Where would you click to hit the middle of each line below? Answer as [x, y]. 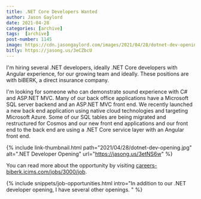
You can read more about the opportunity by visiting [70, 165]
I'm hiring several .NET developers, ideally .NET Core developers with [92, 67]
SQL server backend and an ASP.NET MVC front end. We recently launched [100, 104]
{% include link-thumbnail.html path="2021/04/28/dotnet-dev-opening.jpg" [99, 147]
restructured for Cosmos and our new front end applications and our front [97, 123]
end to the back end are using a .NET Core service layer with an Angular [95, 129]
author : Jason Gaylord [34, 17]
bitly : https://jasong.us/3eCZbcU [49, 51]
